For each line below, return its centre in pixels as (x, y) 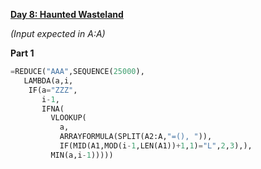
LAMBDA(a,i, (48, 80)
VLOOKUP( (68, 118)
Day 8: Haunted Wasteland (67, 14)
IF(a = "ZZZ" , (53, 90)
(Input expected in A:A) (58, 33)
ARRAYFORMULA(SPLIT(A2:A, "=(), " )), (136, 137)
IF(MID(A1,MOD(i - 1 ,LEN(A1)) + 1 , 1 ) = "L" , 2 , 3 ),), (156, 146)
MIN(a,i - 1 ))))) (82, 155)
